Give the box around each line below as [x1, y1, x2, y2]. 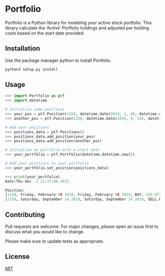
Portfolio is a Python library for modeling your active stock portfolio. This [5, 20, 152, 26]
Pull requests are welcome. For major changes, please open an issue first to [5, 223, 159, 229]
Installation [5, 44, 40, 53]
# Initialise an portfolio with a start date [5, 147, 100, 153]
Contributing [5, 210, 45, 219]
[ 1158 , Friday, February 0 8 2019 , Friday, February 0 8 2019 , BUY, [5, 193, 144, 197]
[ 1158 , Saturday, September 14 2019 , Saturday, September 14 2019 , [5, 197, 146, 202]
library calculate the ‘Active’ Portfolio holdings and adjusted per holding [5, 25, 149, 30]
